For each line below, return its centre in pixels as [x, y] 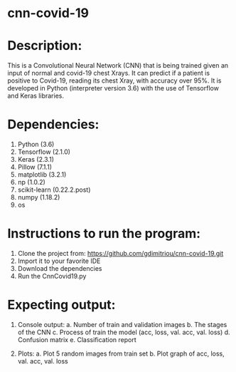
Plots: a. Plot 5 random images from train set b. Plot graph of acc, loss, [121, 353]
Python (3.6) [36, 145]
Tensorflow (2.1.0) [44, 152]
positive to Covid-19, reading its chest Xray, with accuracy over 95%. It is [114, 81]
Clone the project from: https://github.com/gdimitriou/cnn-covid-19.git [120, 253]
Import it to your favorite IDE [59, 261]
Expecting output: [61, 305]
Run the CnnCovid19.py [52, 276]
